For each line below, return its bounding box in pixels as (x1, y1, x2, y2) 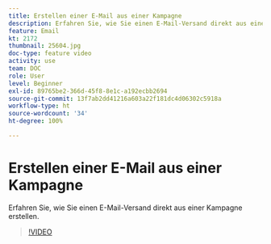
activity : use (8, 57, 56, 65)
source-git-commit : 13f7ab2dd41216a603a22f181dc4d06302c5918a (8, 95, 222, 103)
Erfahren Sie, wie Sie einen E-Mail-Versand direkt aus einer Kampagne (8, 203, 243, 212)
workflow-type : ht (8, 102, 70, 110)
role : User (8, 72, 45, 80)
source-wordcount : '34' (8, 110, 89, 118)
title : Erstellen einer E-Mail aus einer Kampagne (8, 11, 182, 20)
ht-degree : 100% (8, 117, 63, 125)
